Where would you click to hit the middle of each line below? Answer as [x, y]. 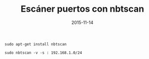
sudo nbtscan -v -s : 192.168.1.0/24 [43, 53]
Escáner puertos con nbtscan [82, 9]
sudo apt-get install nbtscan [36, 44]
